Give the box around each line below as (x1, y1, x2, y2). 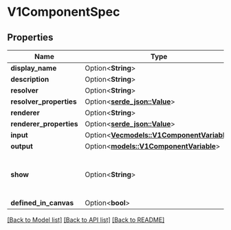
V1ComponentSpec (7, 4, 120, 20)
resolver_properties (10, 97, 77, 106)
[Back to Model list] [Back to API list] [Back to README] (7, 216, 165, 224)
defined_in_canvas (10, 198, 74, 207)
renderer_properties (10, 119, 78, 128)
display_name (10, 63, 57, 73)
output (10, 141, 33, 151)
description (10, 75, 49, 84)
